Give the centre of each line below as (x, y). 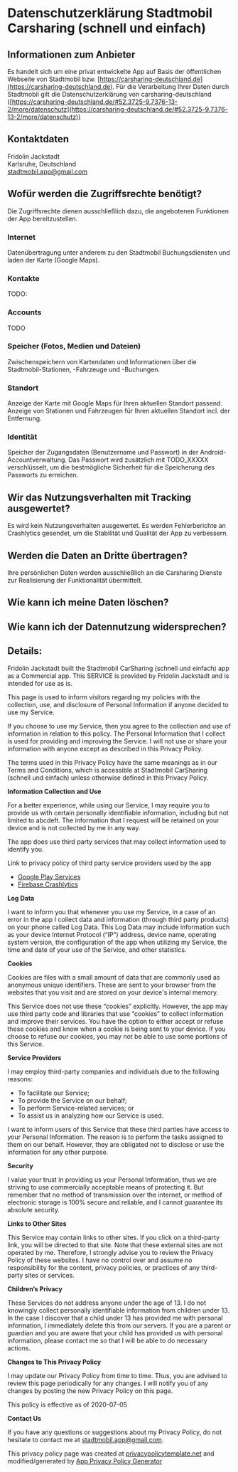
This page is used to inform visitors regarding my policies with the (104, 697)
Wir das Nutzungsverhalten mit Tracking (99, 497)
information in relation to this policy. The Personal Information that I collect (116, 734)
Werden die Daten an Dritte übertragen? (98, 555)
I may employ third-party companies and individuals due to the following (113, 1071)
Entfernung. (25, 418)
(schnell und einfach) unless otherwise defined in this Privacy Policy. (108, 778)
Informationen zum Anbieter (71, 54)
